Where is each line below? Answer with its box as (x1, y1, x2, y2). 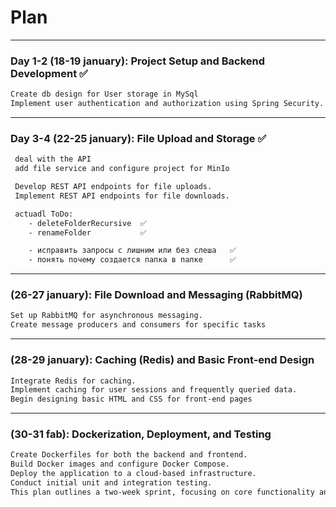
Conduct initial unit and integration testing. (10, 478, 213, 488)
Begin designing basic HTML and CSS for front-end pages (10, 394, 253, 405)
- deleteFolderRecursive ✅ (28, 218, 147, 228)
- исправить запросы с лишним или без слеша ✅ (28, 246, 237, 256)
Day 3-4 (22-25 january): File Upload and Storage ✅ (10, 131, 267, 145)
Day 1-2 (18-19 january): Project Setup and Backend (10, 54, 265, 68)
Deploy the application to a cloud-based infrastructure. (10, 469, 257, 479)
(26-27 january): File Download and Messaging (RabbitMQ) (10, 288, 303, 302)
